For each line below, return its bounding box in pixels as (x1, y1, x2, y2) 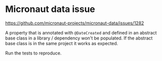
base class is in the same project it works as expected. (5, 40, 118, 46)
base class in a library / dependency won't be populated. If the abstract (5, 35, 153, 41)
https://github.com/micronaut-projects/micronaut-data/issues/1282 (5, 20, 144, 26)
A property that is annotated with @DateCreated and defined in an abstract (5, 29, 157, 35)
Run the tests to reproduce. (5, 50, 62, 56)
